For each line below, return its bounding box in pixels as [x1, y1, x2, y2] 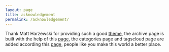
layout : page [5, 7, 33, 13]
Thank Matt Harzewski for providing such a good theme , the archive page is [5, 31, 164, 37]
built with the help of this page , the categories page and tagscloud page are [5, 36, 164, 42]
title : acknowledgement [5, 12, 56, 17]
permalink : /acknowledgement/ [5, 17, 70, 22]
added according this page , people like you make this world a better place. [5, 41, 161, 47]
